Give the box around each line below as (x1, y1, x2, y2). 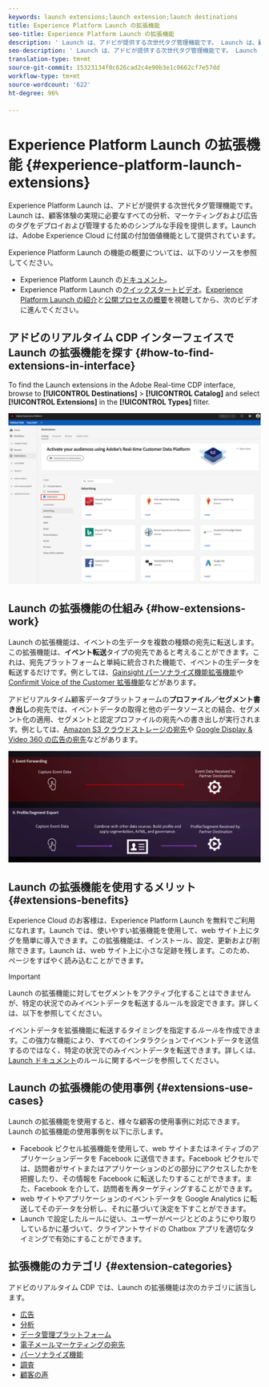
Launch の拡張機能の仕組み (8, 602, 144, 615)
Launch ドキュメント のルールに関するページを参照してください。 (8, 1056, 224, 1065)
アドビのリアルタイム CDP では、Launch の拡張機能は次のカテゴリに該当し (8, 1282, 257, 1292)
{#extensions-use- (155, 1081, 254, 1095)
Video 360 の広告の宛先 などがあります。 (8, 734, 143, 744)
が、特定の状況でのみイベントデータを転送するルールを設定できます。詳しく (8, 999, 260, 1008)
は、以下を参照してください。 (8, 1008, 106, 1018)
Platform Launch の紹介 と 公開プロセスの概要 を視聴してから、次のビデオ (19, 295, 259, 305)
